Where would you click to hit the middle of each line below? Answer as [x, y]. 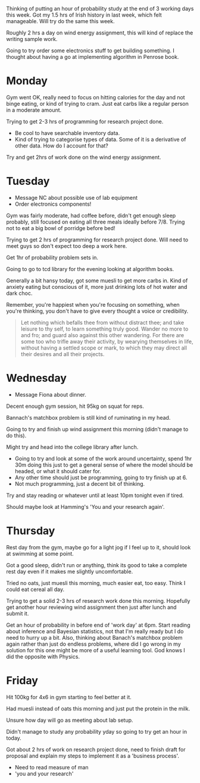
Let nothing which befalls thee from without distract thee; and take [102, 322]
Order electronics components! [53, 204]
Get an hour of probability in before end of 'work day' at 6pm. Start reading [98, 625]
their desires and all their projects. [62, 354]
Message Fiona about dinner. [50, 394]
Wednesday [37, 378]
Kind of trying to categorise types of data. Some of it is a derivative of [100, 139]
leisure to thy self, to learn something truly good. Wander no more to [104, 329]
